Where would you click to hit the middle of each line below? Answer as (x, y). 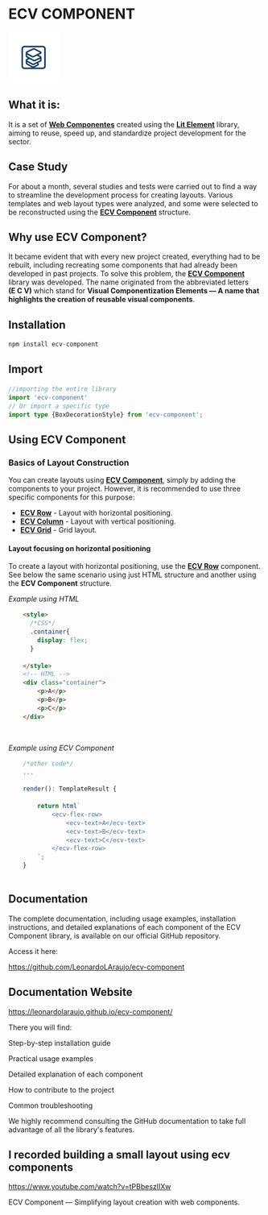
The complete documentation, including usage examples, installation (122, 919)
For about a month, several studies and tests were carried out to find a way (133, 186)
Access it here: (33, 951)
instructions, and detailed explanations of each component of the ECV (125, 927)
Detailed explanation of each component (76, 1074)
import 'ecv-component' (48, 397)
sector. (20, 141)
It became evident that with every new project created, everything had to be (134, 257)
